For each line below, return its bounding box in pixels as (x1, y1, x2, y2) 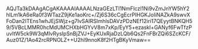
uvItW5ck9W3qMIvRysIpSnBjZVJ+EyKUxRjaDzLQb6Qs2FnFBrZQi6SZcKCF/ (6, 30, 191, 37)
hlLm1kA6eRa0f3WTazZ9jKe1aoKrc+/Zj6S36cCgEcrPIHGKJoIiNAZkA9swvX (6, 11, 190, 18)
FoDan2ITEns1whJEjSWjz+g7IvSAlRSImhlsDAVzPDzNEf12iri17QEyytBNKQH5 (6, 18, 193, 24)
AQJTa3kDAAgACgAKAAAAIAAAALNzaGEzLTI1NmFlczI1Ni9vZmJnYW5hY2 (6, 5, 190, 12)
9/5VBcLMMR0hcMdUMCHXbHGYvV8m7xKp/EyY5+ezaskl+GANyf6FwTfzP (6, 24, 192, 31)
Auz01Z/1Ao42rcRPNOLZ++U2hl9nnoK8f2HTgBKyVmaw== (6, 37, 151, 43)
